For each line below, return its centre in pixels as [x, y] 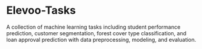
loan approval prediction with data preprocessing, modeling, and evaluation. [101, 39]
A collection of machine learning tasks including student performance [93, 27]
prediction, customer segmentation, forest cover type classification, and [96, 33]
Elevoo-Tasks [41, 10]
